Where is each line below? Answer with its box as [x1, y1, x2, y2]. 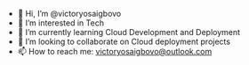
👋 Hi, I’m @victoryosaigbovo [17, 9, 122, 18]
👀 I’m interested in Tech [17, 18, 105, 28]
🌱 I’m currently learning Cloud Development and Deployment [17, 27, 241, 37]
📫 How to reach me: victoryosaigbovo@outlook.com [17, 47, 213, 56]
